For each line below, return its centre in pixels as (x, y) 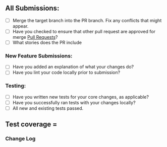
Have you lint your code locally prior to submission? (66, 72)
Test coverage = (31, 125)
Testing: (16, 86)
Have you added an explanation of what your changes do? (73, 67)
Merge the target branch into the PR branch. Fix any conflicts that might (87, 20)
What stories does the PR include (47, 42)
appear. (20, 26)
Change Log (20, 139)
